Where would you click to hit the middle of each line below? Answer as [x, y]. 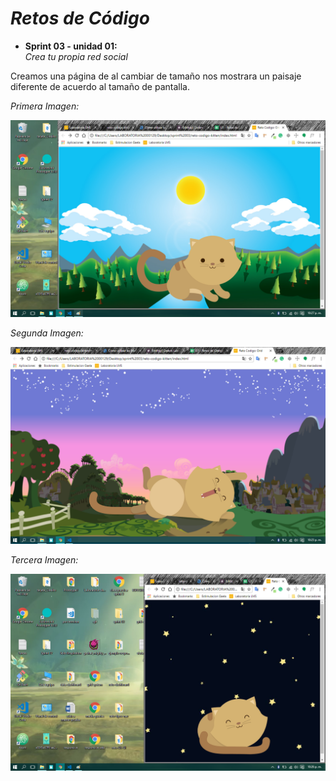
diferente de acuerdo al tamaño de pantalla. [100, 86]
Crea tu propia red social [76, 56]
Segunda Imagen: [47, 333]
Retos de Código [80, 18]
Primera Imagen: [45, 106]
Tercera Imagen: [44, 559]
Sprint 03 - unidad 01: [71, 46]
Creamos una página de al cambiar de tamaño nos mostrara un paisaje [156, 76]
